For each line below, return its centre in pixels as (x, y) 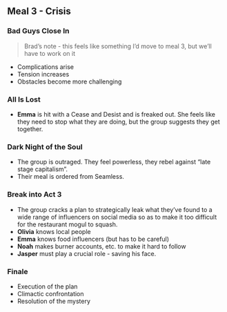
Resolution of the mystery (54, 301)
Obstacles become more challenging (69, 81)
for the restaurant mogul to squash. (67, 224)
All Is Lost (24, 99)
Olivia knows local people (54, 231)
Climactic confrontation (50, 293)
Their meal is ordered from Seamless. (70, 177)
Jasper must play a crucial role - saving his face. (87, 253)
